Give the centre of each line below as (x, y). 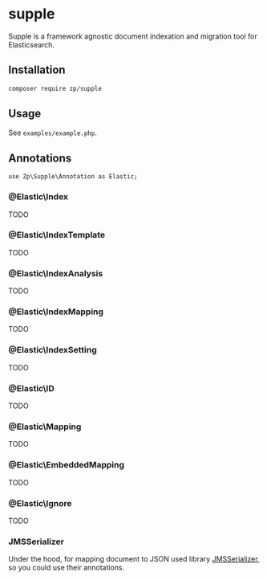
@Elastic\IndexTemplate (57, 235)
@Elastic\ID (31, 388)
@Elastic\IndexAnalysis (56, 273)
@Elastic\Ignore (40, 503)
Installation (37, 70)
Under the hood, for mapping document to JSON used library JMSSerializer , (134, 559)
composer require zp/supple (55, 88)
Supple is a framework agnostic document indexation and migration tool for (133, 36)
